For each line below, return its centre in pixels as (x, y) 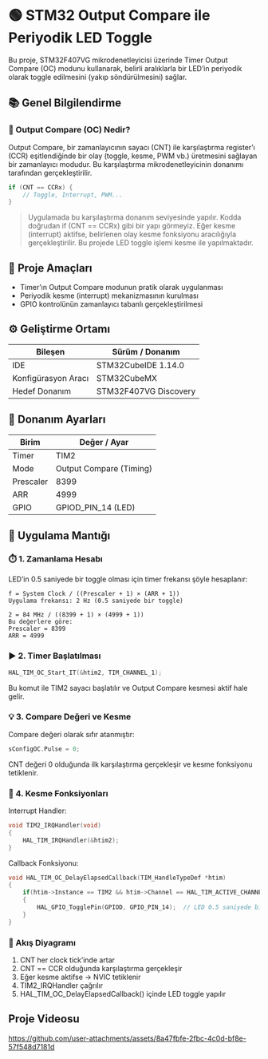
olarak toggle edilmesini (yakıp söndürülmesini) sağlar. (98, 77)
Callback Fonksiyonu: (43, 863)
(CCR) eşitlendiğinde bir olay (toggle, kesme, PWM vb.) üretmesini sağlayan (133, 156)
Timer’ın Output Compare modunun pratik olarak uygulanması (121, 288)
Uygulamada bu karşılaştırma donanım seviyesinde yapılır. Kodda (134, 217)
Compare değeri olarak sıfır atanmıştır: (71, 734)
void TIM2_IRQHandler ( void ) (55, 826)
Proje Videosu (44, 1019)
